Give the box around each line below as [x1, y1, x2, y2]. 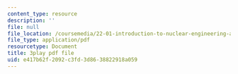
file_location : [7, 30, 52, 37]
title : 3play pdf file [7, 50, 74, 57]
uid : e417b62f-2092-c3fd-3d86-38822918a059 [7, 56, 138, 63]
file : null [7, 23, 40, 30]
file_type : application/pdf [7, 37, 91, 44]
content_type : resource [7, 10, 78, 18]
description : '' [7, 17, 55, 24]
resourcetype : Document [7, 43, 78, 50]
